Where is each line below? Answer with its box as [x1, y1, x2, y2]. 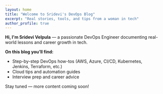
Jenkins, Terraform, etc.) [12, 64, 63, 70]
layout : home [5, 7, 32, 12]
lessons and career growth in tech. [17, 40, 88, 46]
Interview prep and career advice [12, 74, 79, 80]
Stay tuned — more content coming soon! [5, 84, 90, 90]
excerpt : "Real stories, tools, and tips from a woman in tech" [5, 16, 139, 21]
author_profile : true [5, 21, 49, 26]
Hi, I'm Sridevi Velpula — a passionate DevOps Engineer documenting [5, 34, 148, 40]
